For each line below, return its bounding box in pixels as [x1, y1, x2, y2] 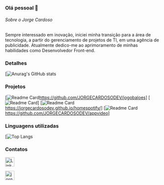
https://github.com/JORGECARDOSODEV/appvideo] [5, 110, 110, 116]
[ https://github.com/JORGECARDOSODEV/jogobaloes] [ [5, 94, 150, 100]
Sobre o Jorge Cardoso [5, 17, 53, 23]
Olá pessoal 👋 [5, 4, 38, 11]
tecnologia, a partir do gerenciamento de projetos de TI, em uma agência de [5, 37, 160, 43]
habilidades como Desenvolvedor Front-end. [5, 48, 95, 54]
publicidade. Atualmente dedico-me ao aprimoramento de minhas [5, 42, 138, 48]
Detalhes [5, 60, 27, 67]
